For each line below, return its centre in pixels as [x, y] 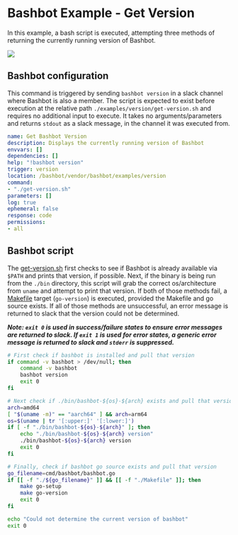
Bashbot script [41, 251]
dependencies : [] [33, 156]
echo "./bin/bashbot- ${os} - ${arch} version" [87, 434]
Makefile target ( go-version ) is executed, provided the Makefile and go [110, 298]
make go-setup [41, 487]
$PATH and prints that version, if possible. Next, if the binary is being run [112, 276]
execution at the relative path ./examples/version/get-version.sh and [109, 108]
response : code [30, 216]
